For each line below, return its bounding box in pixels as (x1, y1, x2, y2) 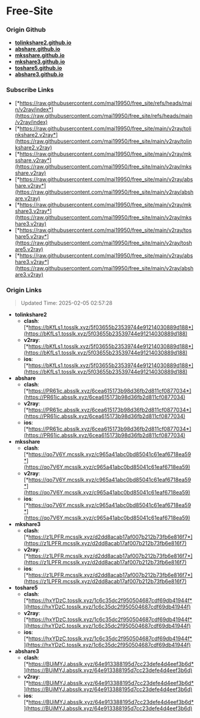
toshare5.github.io (14, 65, 62, 72)
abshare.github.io (14, 45, 61, 53)
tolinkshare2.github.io (14, 39, 71, 46)
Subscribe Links (6, 85, 54, 94)
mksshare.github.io (14, 52, 65, 59)
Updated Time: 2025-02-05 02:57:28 (20, 300, 113, 307)
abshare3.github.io (14, 71, 64, 78)
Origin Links (6, 286, 42, 294)
